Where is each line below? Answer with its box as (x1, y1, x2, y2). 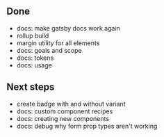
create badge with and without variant (16, 99, 126, 108)
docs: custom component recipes (16, 107, 113, 115)
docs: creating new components (16, 114, 109, 122)
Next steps (6, 81, 55, 93)
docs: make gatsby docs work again (16, 24, 121, 32)
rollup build (16, 31, 49, 40)
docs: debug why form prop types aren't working (16, 122, 158, 130)
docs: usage (16, 61, 53, 69)
